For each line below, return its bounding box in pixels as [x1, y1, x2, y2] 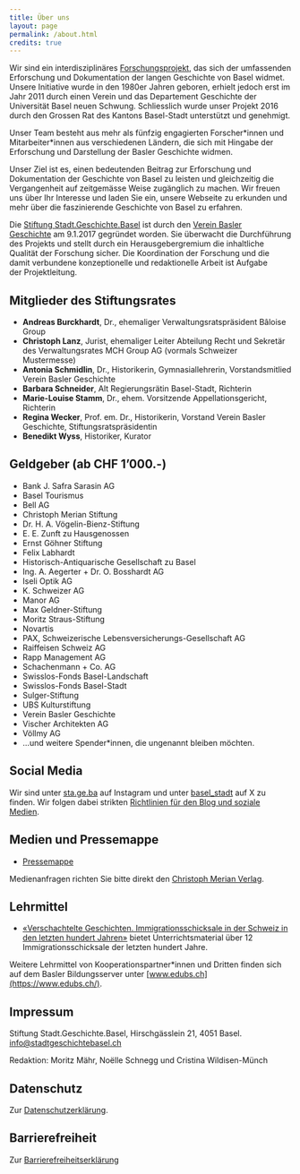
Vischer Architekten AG [21, 718, 109, 729]
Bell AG [21, 499, 50, 510]
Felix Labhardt [21, 547, 75, 558]
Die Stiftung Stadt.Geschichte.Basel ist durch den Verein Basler [9, 219, 243, 230]
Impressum [9, 1004, 74, 1019]
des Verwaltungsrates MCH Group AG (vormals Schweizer [21, 346, 238, 356]
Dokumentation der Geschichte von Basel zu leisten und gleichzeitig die [9, 174, 275, 184]
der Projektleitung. [9, 267, 78, 278]
